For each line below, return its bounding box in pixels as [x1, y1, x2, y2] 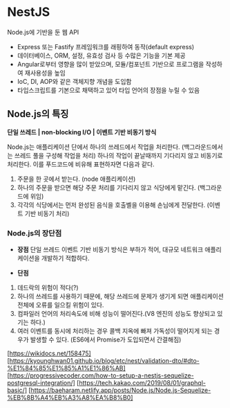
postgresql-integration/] [7, 379, 76, 387]
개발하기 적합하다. [41, 254, 90, 263]
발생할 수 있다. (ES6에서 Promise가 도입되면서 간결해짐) [30, 335, 182, 344]
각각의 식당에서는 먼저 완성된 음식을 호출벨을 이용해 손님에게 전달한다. [17, 200, 206, 209]
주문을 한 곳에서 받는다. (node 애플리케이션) [17, 175, 136, 183]
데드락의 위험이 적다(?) [17, 283, 79, 292]
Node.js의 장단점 [7, 228, 62, 238]
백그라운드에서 [184, 143, 223, 151]
